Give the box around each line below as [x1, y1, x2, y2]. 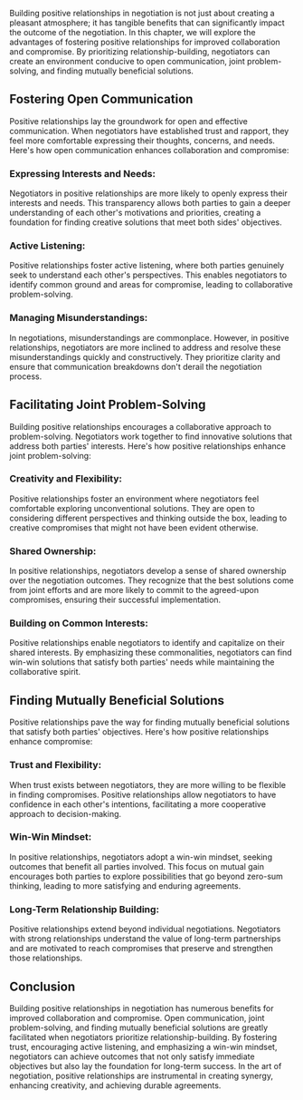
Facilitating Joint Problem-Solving [9, 397, 206, 413]
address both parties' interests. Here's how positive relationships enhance [9, 440, 287, 452]
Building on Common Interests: [9, 617, 149, 629]
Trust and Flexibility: [9, 759, 102, 772]
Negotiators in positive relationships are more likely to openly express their [9, 188, 288, 199]
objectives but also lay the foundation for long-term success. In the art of [9, 1060, 282, 1071]
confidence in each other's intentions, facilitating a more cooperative [9, 798, 267, 810]
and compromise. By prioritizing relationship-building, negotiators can [9, 46, 270, 57]
